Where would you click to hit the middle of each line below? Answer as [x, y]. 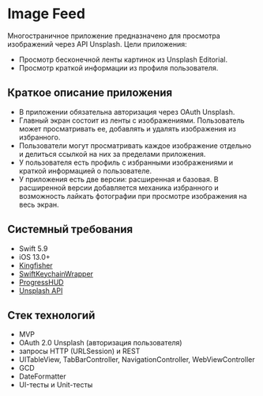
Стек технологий [51, 315]
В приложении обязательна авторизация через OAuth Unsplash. [127, 112]
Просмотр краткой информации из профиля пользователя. [118, 67]
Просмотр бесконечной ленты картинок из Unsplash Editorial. [123, 59]
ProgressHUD [41, 282]
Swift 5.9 [33, 248]
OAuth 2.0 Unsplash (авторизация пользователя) [100, 343]
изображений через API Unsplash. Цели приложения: [97, 44]
